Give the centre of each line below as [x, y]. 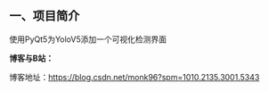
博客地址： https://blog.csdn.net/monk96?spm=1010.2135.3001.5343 [134, 77]
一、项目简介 [45, 16]
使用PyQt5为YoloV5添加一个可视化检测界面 [88, 39]
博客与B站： [32, 58]
